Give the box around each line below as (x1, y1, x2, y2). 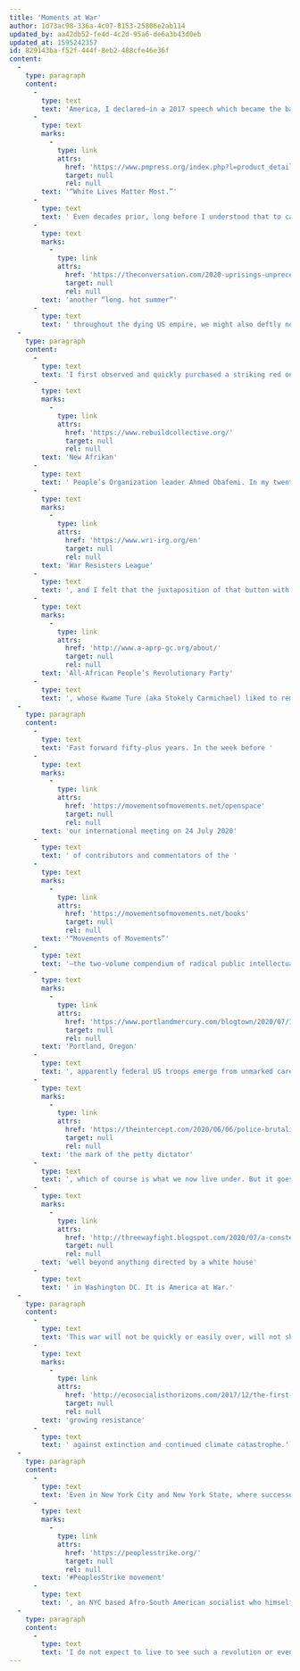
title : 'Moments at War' (9, 12, 102, 22)
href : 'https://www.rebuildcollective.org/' (65, 428, 234, 437)
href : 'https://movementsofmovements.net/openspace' (65, 802, 266, 811)
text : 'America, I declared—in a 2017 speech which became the (41, 104, 281, 113)
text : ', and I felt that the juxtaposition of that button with (41, 586, 290, 594)
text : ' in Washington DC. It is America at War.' (41, 1283, 234, 1292)
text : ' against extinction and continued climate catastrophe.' (41, 1441, 290, 1450)
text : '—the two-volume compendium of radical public (41, 959, 246, 969)
